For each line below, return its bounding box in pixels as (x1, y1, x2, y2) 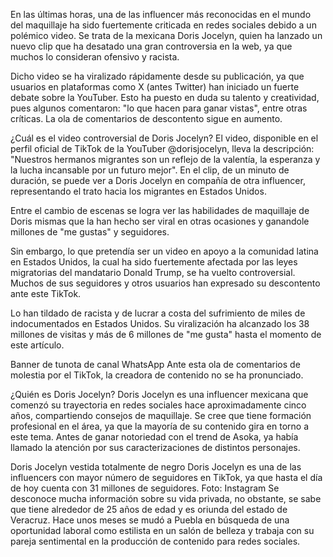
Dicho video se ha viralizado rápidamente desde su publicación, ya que (10, 70, 305, 82)
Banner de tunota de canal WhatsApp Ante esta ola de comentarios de (10, 359, 301, 370)
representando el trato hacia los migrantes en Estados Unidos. (10, 185, 267, 197)
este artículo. (10, 339, 65, 351)
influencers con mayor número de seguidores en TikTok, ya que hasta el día (10, 472, 323, 483)
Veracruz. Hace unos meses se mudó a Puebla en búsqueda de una (10, 514, 290, 526)
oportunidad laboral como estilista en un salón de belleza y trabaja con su (10, 525, 315, 536)
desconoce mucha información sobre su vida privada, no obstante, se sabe (10, 493, 322, 504)
